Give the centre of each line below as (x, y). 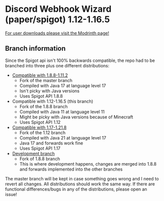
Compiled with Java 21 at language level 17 (63, 138)
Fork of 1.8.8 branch (40, 159)
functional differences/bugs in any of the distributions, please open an (76, 189)
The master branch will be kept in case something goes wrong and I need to (82, 178)
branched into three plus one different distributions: (57, 65)
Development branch (33, 153)
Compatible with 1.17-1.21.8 (39, 127)
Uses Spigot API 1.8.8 (41, 96)
